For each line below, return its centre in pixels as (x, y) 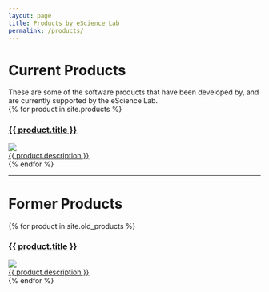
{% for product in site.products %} (65, 110)
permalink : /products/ (46, 30)
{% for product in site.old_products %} (72, 226)
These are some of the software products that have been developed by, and (134, 92)
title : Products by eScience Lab (64, 23)
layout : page (30, 16)
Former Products (65, 204)
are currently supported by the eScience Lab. (83, 101)
